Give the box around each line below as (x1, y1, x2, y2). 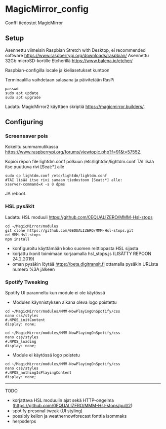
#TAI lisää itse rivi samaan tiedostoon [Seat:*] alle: (5, 178, 123, 183)
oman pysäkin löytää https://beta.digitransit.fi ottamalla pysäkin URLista (12, 261, 159, 267)
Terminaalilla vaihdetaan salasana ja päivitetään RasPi (5, 76, 115, 82)
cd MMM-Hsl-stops (5, 232, 41, 237)
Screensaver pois (5, 133, 48, 140)
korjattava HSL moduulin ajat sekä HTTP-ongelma (12, 397, 114, 403)
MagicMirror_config (5, 3, 89, 15)
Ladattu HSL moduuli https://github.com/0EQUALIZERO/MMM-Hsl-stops (5, 214, 153, 220)
